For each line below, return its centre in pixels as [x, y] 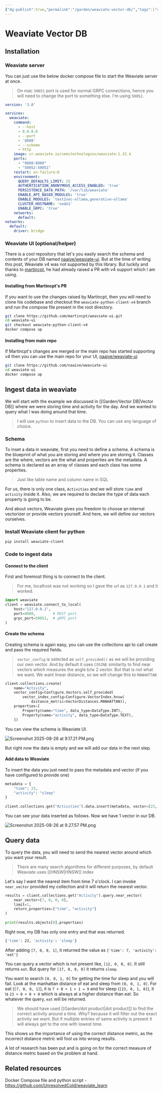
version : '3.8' [20, 105]
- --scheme [29, 145]
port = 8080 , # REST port [45, 613]
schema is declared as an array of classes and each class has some [73, 465]
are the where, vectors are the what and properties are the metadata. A [76, 460]
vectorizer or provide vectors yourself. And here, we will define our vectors [80, 514]
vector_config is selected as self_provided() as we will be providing [86, 659]
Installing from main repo [31, 340]
